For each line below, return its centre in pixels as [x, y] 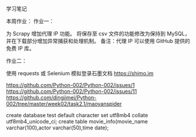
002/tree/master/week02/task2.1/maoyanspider [64, 104]
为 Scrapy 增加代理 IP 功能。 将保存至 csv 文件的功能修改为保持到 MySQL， [98, 34]
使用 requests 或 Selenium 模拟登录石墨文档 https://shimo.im [80, 73]
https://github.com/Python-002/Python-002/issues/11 [71, 91]
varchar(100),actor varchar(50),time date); [58, 128]
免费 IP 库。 [20, 48]
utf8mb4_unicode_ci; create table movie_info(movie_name [77, 121]
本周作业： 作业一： [30, 21]
